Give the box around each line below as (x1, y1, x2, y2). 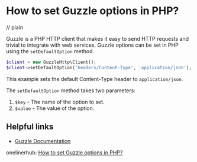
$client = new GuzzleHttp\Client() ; (6, 59, 96, 65)
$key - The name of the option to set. (14, 98, 105, 105)
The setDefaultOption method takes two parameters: (6, 87, 136, 94)
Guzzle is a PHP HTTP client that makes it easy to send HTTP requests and (6, 35, 189, 42)
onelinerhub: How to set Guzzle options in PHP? (6, 149, 123, 156)
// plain (6, 24, 24, 31)
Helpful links (6, 122, 54, 132)
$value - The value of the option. (14, 105, 95, 112)
